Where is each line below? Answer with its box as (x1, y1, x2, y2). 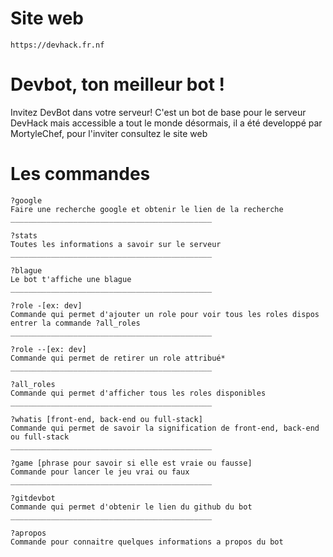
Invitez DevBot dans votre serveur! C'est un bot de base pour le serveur (10, 106, 307, 118)
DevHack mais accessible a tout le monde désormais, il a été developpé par (10, 117, 323, 129)
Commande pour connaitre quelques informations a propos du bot (10, 537, 284, 547)
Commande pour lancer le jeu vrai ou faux (10, 467, 190, 477)
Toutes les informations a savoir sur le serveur (10, 239, 222, 249)
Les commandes (10, 163, 151, 186)
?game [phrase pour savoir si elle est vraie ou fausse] (10, 458, 253, 468)
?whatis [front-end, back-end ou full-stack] (10, 414, 203, 424)
